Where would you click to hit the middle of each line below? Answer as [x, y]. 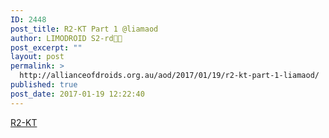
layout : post [37, 57]
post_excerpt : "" [46, 47]
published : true [44, 85]
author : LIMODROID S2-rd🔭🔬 [66, 38]
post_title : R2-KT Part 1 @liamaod [84, 29]
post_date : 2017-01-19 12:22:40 [77, 94]
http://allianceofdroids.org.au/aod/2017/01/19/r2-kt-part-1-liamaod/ [169, 76]
